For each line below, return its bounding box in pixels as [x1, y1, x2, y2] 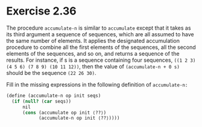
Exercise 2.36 [6, 4, 77, 18]
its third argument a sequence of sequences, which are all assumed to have [6, 30, 194, 37]
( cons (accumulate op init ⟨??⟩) [22, 109, 107, 116]
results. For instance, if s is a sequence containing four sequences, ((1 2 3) [6, 56, 196, 63]
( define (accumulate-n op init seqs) [6, 93, 101, 99]
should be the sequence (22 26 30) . [6, 69, 96, 76]
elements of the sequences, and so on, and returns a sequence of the [6, 50, 180, 57]
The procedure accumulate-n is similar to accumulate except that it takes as [6, 24, 191, 31]
